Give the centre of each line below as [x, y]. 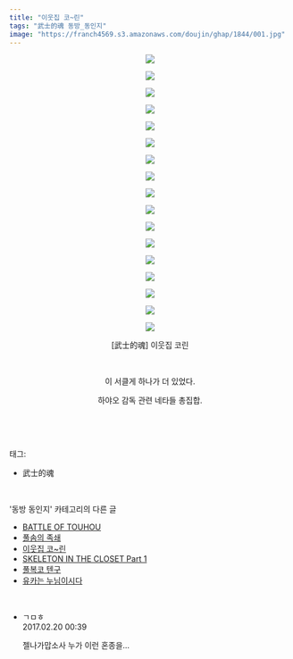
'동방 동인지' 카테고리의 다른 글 [63, 509]
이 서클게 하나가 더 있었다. [150, 381]
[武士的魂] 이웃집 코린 [150, 346]
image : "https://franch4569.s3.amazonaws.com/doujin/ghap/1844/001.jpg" [147, 34]
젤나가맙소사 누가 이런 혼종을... [76, 646]
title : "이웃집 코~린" [47, 17]
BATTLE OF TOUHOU [61, 527]
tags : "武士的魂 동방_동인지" [58, 26]
